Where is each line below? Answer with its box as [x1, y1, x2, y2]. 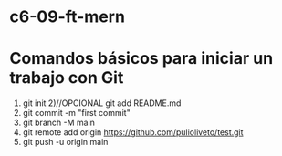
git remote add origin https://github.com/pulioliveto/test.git [22, 127, 244, 138]
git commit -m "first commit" [22, 108, 131, 119]
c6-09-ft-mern [9, 6, 126, 27]
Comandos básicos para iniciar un [9, 48, 274, 69]
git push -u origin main [22, 137, 109, 148]
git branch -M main [22, 117, 96, 129]
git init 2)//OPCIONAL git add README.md [22, 98, 182, 109]
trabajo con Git [9, 68, 124, 88]
